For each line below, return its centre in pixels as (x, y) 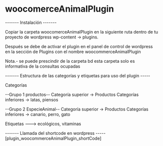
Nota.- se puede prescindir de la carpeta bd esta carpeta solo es (70, 61)
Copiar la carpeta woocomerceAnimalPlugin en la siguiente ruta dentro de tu (81, 32)
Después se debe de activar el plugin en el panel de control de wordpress (79, 46)
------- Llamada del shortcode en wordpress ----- (55, 133)
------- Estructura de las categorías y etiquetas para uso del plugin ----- (78, 75)
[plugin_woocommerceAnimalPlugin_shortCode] (53, 138)
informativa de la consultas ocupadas (43, 66)
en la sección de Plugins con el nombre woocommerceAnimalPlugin (73, 52)
